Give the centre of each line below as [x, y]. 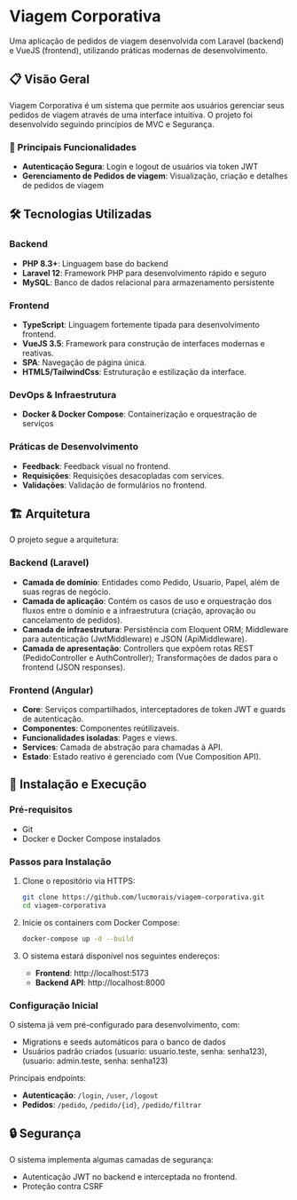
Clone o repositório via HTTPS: [78, 881]
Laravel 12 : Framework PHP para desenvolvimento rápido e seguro [144, 273]
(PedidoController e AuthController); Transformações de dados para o [150, 657]
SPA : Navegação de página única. [84, 362]
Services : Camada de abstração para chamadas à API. [122, 747]
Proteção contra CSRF [63, 1186]
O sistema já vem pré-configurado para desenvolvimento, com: [125, 1024]
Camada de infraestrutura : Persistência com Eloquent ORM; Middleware [155, 629]
